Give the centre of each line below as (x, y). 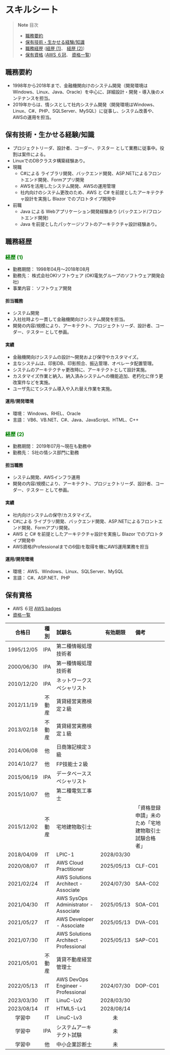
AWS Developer (75, 919)
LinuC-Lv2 (69, 1000)
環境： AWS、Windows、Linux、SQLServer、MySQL (68, 571)
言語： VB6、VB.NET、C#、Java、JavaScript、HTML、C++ (76, 420)
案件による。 (35, 154)
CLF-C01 (147, 866)
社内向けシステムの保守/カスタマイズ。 (53, 515)
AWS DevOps (72, 979)
